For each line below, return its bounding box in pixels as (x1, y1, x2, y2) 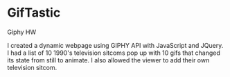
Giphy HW (7, 28, 37, 36)
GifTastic (7, 5, 61, 21)
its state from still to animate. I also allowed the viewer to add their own (7, 55, 210, 64)
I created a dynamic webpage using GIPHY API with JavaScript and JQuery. (7, 41, 224, 49)
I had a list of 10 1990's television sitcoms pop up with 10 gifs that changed (7, 49, 220, 57)
